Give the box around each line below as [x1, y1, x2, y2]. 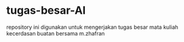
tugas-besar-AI [6, 4, 86, 17]
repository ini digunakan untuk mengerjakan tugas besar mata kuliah [6, 23, 179, 31]
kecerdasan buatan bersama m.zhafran [6, 29, 105, 37]
